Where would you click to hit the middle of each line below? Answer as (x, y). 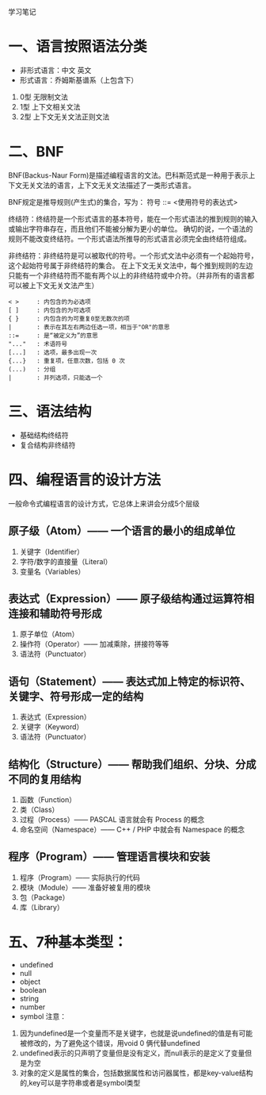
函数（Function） (48, 799)
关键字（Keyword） (51, 727)
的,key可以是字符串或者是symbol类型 (80, 1082)
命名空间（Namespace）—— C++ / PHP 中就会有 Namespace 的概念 (132, 829)
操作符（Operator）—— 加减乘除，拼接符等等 (94, 644)
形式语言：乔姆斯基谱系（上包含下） (79, 80)
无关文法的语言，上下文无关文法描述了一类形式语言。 (108, 185)
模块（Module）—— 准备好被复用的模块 (85, 887)
